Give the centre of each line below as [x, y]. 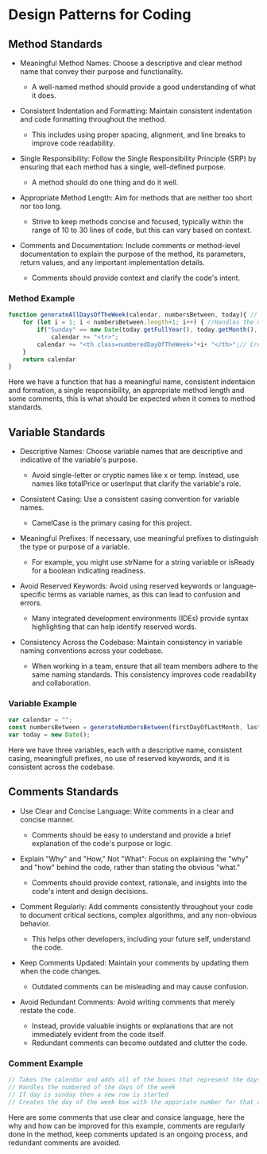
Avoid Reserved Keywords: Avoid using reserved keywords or [120, 586]
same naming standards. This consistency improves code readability [144, 674]
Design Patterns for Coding [100, 15]
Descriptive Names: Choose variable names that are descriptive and [131, 452]
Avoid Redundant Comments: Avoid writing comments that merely [128, 1002]
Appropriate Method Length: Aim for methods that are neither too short [136, 198]
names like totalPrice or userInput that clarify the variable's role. [136, 484]
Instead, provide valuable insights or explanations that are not [132, 1026]
